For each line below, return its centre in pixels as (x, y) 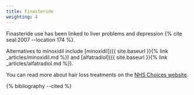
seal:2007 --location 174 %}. (40, 40)
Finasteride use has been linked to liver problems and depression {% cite (94, 33)
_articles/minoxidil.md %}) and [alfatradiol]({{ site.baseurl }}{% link (87, 57)
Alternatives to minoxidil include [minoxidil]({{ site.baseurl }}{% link (87, 51)
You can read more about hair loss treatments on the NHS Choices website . (97, 75)
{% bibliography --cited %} (39, 86)
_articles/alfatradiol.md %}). (40, 63)
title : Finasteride (30, 11)
